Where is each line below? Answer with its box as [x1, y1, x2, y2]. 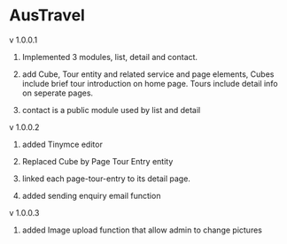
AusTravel [9, 5, 86, 26]
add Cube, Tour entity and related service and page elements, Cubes [21, 68, 275, 80]
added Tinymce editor [21, 139, 104, 149]
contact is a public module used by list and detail [21, 104, 201, 115]
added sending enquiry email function [21, 190, 161, 201]
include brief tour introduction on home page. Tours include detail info [21, 78, 278, 88]
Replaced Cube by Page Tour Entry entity [21, 156, 174, 166]
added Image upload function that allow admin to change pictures [21, 225, 263, 235]
